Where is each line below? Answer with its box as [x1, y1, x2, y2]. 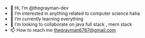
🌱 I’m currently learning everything [10, 16, 84, 22]
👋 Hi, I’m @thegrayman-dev [10, 5, 69, 11]
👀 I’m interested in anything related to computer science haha [10, 10, 140, 16]
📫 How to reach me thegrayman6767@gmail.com [10, 27, 116, 33]
